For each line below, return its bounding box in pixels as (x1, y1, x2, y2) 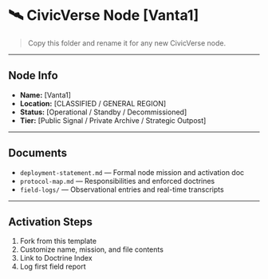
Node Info (8, 69, 58, 82)
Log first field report (19, 261, 86, 272)
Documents (8, 146, 68, 160)
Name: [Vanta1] (19, 90, 72, 100)
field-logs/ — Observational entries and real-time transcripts (19, 185, 225, 194)
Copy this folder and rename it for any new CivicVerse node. (27, 38, 226, 48)
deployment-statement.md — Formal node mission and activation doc (19, 167, 245, 177)
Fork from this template (19, 237, 97, 246)
